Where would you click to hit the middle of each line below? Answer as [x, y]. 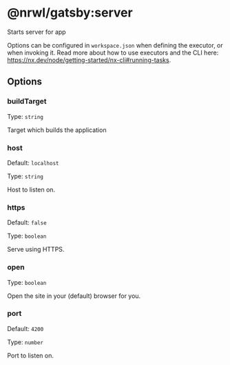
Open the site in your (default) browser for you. [74, 296]
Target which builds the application [57, 130]
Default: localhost [33, 162]
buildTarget [27, 102]
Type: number [25, 342]
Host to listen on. [31, 189]
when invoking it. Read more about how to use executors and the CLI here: [113, 53]
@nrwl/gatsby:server [70, 13]
